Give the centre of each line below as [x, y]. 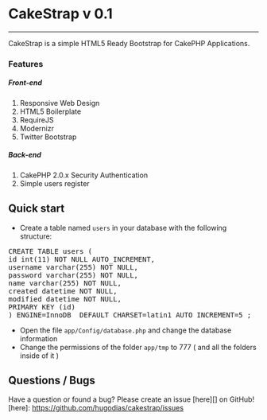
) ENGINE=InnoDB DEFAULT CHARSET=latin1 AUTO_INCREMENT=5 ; [130, 315]
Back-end [25, 155]
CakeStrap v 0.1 [60, 14]
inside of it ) [39, 356]
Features [26, 64]
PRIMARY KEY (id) [42, 307]
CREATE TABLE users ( [50, 251]
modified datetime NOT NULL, [65, 299]
